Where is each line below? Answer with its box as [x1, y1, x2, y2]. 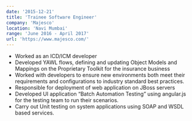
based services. [14, 109, 55, 116]
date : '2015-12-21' [6, 8, 55, 15]
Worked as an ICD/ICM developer [14, 53, 97, 59]
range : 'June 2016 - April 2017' [6, 31, 89, 37]
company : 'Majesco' [6, 20, 55, 26]
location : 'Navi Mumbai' [6, 25, 68, 31]
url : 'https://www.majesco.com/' [6, 36, 89, 42]
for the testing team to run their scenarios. [14, 97, 119, 104]
